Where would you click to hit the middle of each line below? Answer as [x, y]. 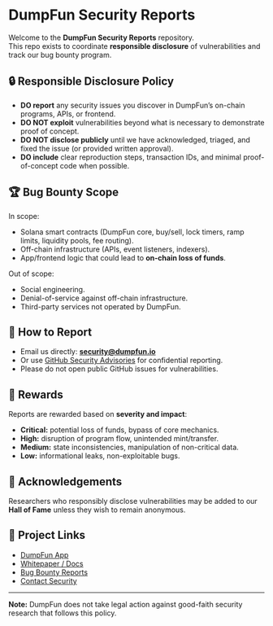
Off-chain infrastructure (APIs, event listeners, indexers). [115, 249]
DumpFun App [44, 554]
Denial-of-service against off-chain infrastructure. [104, 298]
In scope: [24, 216]
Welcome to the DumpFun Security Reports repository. [102, 37]
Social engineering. [52, 289]
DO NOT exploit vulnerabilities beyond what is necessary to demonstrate [142, 122]
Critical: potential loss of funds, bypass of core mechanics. [119, 430]
